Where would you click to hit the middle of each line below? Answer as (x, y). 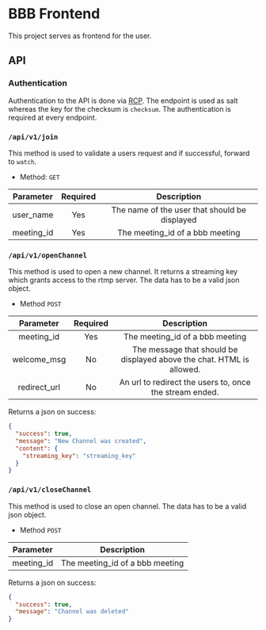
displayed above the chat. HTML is (185, 360)
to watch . (23, 161)
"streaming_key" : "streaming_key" (79, 456)
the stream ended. (185, 392)
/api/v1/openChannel (48, 255)
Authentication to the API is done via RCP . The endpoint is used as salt (123, 101)
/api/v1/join (33, 137)
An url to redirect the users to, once (185, 383)
